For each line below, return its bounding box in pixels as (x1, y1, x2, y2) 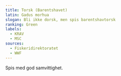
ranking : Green (5, 22, 38, 27)
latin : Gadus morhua (5, 12, 50, 17)
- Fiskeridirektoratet (10, 46, 58, 51)
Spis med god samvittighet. (5, 65, 63, 71)
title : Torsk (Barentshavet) (5, 7, 68, 13)
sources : (5, 41, 24, 46)
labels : (5, 27, 22, 32)
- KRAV (10, 31, 24, 36)
